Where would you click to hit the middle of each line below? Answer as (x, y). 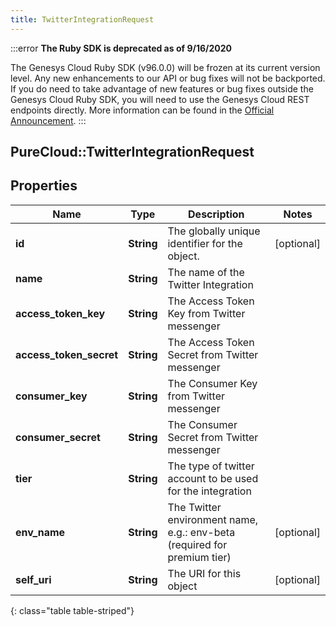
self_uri (33, 579)
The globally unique (214, 231)
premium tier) (199, 557)
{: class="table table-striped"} (72, 610)
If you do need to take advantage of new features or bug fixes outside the (162, 88)
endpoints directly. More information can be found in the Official (142, 110)
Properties (44, 186)
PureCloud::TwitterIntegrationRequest (132, 152)
